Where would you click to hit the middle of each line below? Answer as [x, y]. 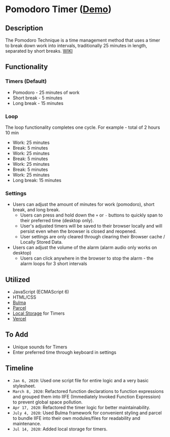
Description [24, 28]
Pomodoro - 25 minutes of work [46, 92]
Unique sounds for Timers [40, 347]
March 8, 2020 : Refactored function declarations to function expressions [88, 391]
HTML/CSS [24, 297]
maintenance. [27, 423]
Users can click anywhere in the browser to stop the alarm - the [87, 258]
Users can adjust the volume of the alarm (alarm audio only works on [85, 247]
